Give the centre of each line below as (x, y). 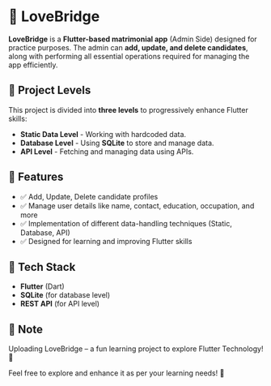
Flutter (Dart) (42, 286)
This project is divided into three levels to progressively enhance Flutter (128, 109)
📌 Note (25, 329)
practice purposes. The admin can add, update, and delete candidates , (128, 47)
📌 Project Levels (50, 90)
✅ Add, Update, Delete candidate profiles (89, 196)
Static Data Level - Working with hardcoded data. (103, 134)
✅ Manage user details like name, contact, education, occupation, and (137, 205)
